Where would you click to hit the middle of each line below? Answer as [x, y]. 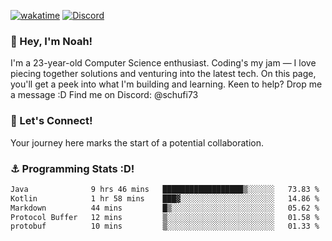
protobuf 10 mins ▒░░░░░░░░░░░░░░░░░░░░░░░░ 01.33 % [165, 226]
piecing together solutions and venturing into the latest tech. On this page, [163, 74]
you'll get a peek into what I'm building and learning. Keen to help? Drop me [166, 84]
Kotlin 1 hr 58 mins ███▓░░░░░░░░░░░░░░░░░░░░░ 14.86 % [165, 198]
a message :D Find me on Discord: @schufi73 [104, 95]
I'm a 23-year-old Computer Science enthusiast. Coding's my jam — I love [163, 63]
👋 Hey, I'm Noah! [51, 41]
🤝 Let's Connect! [51, 121]
